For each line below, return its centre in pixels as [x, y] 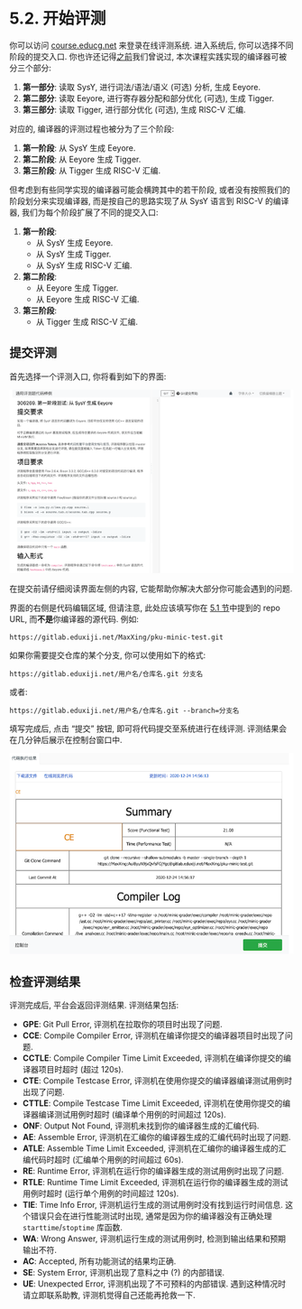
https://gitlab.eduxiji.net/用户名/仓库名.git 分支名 [106, 673]
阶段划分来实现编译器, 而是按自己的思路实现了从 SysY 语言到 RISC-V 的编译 [149, 200]
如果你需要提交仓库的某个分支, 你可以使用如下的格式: [108, 654]
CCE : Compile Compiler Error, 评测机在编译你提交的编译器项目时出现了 [154, 1035]
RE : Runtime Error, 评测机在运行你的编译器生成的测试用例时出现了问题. [153, 1171]
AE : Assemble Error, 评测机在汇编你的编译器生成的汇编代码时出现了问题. [156, 1137]
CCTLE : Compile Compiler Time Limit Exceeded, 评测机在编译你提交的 [153, 1058]
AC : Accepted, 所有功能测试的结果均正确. [99, 1261]
